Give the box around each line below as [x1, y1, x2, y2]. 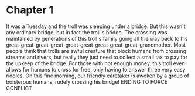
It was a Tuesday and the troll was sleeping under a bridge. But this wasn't [6, 23, 186, 30]
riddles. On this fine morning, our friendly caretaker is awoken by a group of [6, 72, 189, 79]
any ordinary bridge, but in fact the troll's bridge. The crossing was [6, 29, 167, 35]
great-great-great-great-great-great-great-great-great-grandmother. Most [6, 41, 186, 48]
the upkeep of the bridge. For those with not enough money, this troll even [6, 59, 186, 67]
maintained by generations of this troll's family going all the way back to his [6, 35, 188, 42]
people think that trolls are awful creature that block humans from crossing [6, 47, 186, 54]
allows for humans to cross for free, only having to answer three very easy [6, 66, 186, 73]
